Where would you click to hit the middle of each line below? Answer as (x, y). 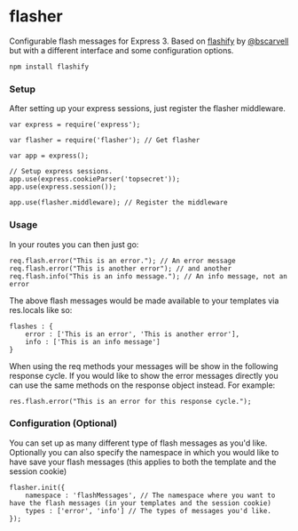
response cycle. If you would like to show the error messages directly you (144, 375)
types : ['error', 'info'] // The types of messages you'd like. (149, 511)
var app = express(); (49, 156)
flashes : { (31, 326)
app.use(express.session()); (63, 187)
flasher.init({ (37, 487)
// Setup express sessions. (61, 172)
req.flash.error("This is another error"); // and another (121, 269)
